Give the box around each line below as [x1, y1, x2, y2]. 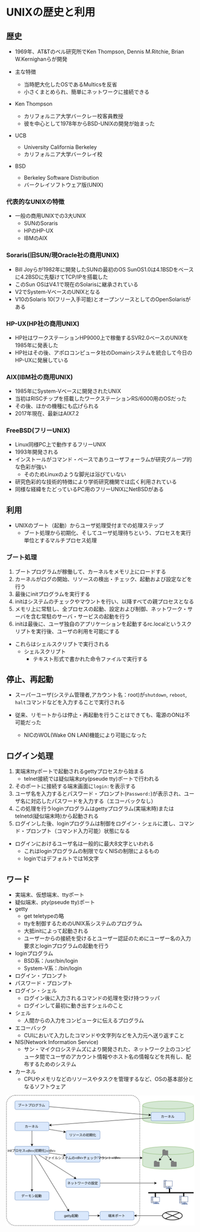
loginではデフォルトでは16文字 [23, 855, 100, 863]
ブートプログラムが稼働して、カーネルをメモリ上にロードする [14, 568, 167, 575]
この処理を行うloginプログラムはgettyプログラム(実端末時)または [14, 805, 174, 812]
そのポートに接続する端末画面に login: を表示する [14, 783, 136, 790]
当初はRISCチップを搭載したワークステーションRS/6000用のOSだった [14, 395, 187, 402]
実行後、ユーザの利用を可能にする [35, 627, 120, 635]
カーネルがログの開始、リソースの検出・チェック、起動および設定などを [14, 575, 192, 583]
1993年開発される [14, 448, 59, 455]
